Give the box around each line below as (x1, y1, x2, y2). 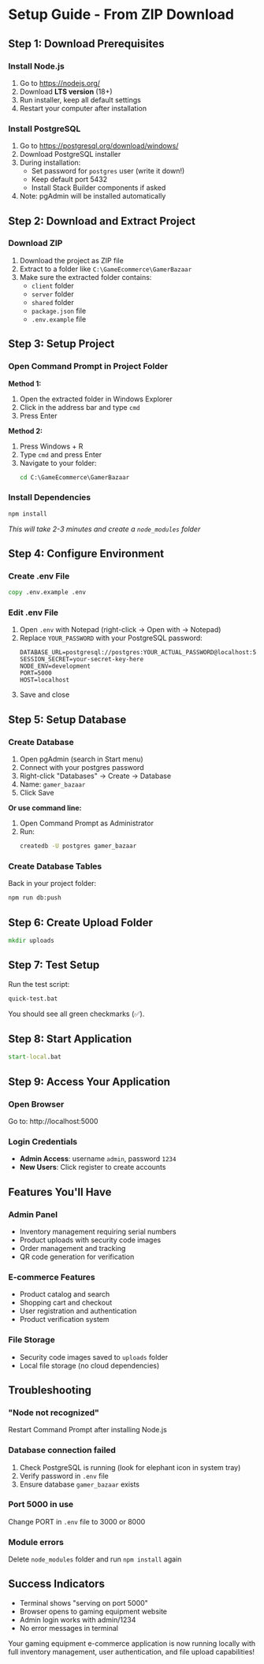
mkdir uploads (8, 936, 55, 944)
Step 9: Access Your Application (8, 1074, 171, 1089)
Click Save (19, 788, 54, 798)
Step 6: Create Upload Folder (8, 916, 154, 929)
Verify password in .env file (19, 1471, 109, 1480)
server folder (31, 289, 75, 299)
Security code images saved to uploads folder (19, 1352, 169, 1361)
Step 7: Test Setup (8, 959, 100, 972)
